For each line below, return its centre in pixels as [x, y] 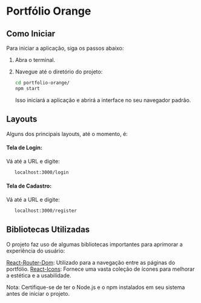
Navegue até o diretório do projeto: [59, 72]
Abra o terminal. [35, 60]
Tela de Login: [24, 148]
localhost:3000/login [41, 172]
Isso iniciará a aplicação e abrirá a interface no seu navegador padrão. [103, 100]
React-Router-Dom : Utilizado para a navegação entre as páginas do [91, 262]
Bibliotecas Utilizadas [48, 230]
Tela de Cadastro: [29, 186]
